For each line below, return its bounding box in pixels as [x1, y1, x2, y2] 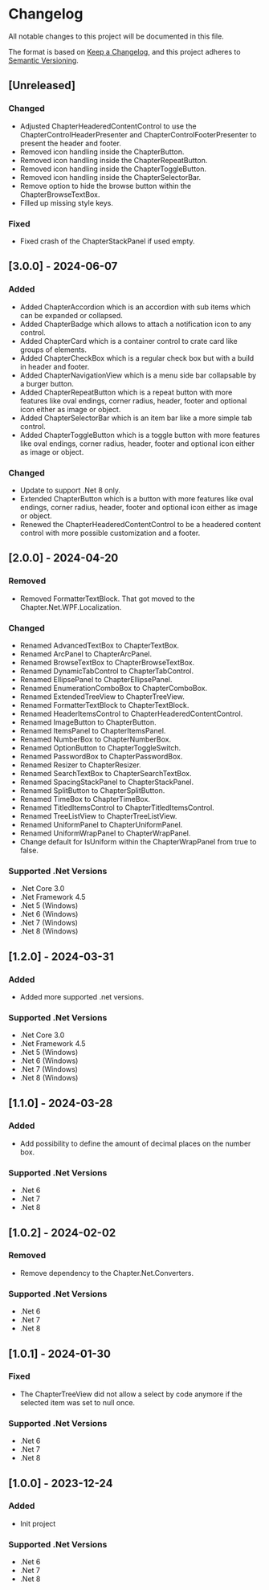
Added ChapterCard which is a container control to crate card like [19, 336, 238, 345]
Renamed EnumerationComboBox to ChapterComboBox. [19, 683, 208, 693]
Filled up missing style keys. [19, 198, 114, 207]
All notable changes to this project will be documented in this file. [8, 31, 225, 41]
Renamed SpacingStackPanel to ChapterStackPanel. [19, 777, 194, 787]
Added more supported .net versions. [19, 991, 145, 1001]
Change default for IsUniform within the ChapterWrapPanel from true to [19, 836, 257, 846]
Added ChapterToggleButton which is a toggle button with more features [19, 430, 261, 439]
